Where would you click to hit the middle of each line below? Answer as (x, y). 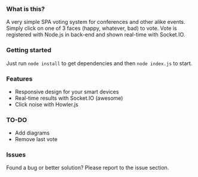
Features (19, 78)
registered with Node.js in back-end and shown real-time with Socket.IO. (96, 35)
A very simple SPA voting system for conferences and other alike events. (96, 22)
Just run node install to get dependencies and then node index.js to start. (99, 63)
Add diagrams (32, 133)
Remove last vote (36, 139)
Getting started (29, 50)
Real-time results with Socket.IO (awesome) (69, 98)
